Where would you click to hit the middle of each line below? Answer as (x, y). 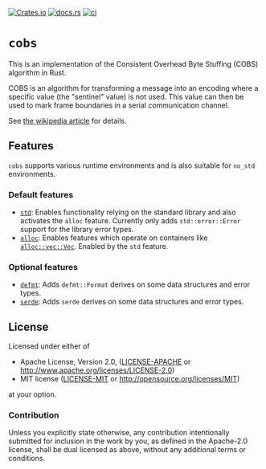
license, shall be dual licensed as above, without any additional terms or (127, 450)
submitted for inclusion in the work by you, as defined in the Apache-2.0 (128, 441)
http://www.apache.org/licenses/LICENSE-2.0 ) (97, 370)
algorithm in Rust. (37, 72)
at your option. (33, 394)
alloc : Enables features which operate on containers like (114, 238)
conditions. (27, 459)
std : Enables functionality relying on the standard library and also (128, 212)
